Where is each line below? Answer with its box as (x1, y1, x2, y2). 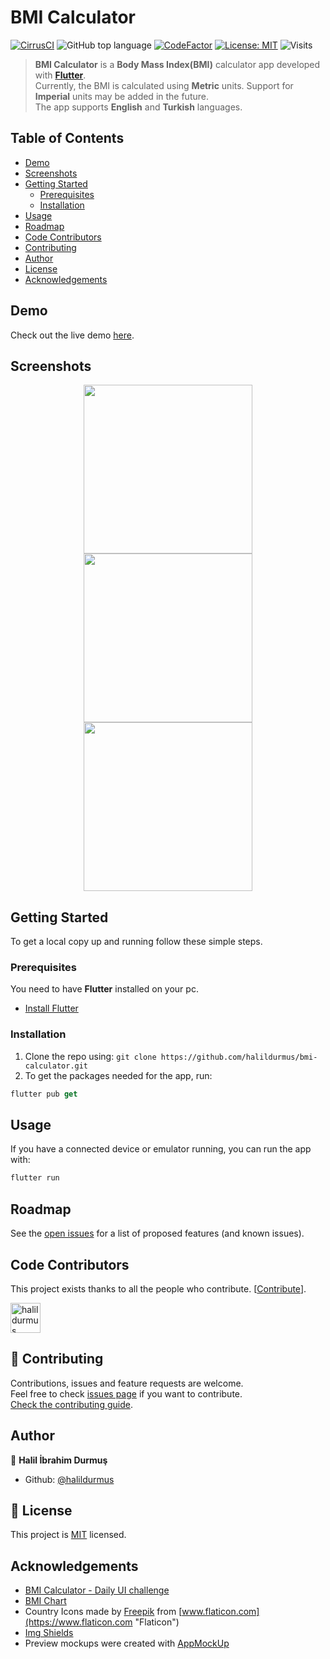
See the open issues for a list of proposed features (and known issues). (10, 1227, 305, 1240)
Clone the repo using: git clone (24, 1050, 157, 1062)
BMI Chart (24, 1595, 67, 1607)
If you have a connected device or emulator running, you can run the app (10, 1143, 312, 1155)
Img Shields (24, 1627, 74, 1639)
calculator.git (24, 1061, 89, 1071)
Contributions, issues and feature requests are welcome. (10, 1377, 244, 1389)
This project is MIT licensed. (10, 1529, 127, 1541)
